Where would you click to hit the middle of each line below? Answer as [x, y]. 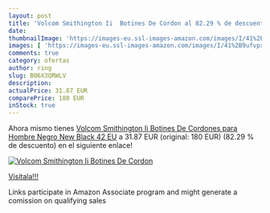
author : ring [30, 68]
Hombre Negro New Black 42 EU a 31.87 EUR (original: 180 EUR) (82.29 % [131, 137]
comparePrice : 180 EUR [46, 98]
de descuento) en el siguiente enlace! [70, 145]
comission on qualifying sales [57, 201]
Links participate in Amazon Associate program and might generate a [123, 192]
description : [30, 83]
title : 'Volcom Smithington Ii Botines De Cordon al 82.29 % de [120, 23]
